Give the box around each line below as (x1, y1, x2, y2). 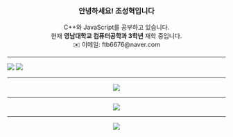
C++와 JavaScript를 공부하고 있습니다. (63, 23, 170, 32)
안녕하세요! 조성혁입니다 (78, 6, 155, 15)
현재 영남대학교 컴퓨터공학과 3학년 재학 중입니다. (51, 32, 182, 40)
